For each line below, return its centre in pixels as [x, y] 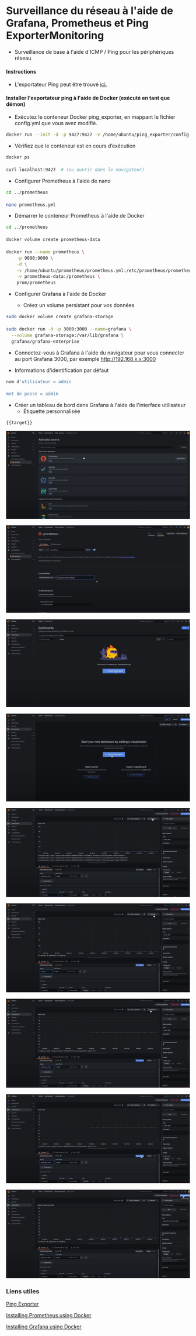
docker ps [18, 157]
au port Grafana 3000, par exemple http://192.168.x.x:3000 [85, 359]
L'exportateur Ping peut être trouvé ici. [61, 85]
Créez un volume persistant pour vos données [79, 305]
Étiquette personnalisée [52, 411]
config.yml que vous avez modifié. [56, 123]
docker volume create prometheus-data [53, 240]
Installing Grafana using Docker [44, 1327]
